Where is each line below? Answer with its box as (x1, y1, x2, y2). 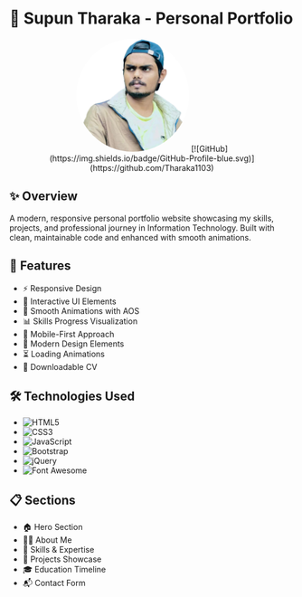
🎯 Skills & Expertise (22, 545, 95, 555)
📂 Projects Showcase (22, 554, 102, 564)
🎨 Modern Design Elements (22, 338, 125, 349)
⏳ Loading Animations (22, 348, 106, 359)
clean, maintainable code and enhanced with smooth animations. (9, 232, 251, 242)
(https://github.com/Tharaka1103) (90, 162, 214, 173)
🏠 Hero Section (22, 522, 83, 533)
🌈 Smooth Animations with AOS (22, 305, 140, 316)
